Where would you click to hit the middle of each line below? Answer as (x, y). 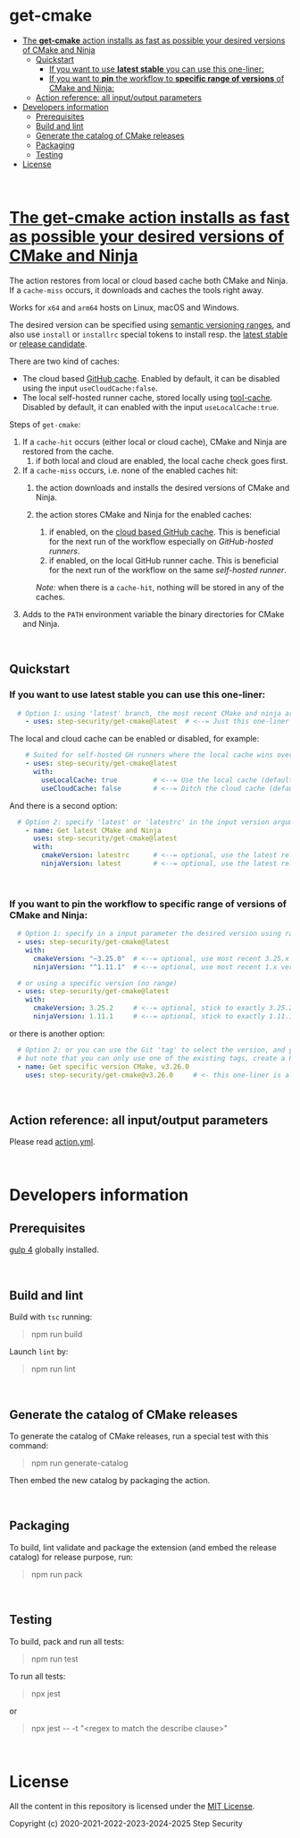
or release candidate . (48, 344)
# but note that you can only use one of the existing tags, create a (151, 1058)
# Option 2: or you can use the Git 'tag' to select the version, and (151, 1050)
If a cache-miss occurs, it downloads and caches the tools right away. (137, 290)
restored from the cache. (68, 451)
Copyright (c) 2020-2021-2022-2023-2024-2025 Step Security (126, 1824)
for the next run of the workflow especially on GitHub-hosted (161, 541)
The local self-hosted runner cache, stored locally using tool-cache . (147, 397)
